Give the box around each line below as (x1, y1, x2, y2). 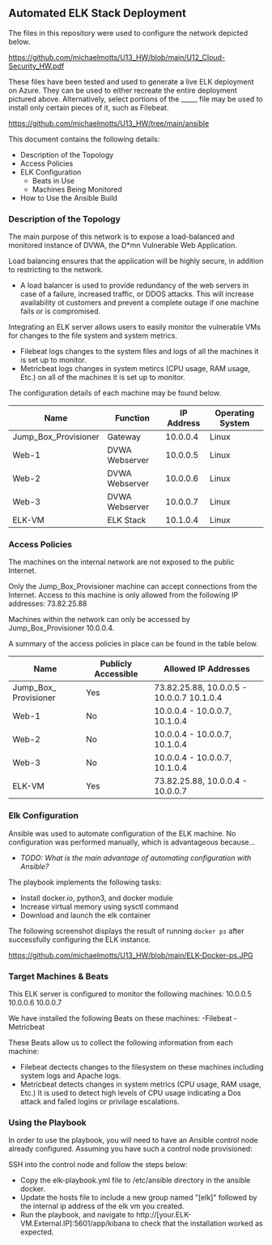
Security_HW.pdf (8, 61, 65, 71)
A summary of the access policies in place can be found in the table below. (8, 639, 259, 649)
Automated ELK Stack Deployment (8, 6, 186, 20)
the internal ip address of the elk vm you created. (19, 1201, 185, 1211)
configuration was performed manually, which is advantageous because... (8, 836, 256, 847)
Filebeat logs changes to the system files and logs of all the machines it (19, 347, 259, 357)
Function (114, 413, 150, 424)
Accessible (94, 668, 138, 680)
